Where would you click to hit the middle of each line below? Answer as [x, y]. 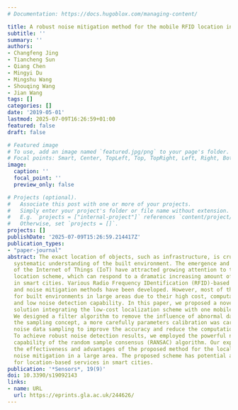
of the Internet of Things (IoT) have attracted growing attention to [120, 270]
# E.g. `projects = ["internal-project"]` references [91, 217]
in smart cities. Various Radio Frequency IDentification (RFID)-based [122, 283]
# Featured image [33, 145]
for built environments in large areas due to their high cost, [110, 296]
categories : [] [30, 106]
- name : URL [25, 389]
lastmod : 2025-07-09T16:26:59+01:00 [61, 119]
